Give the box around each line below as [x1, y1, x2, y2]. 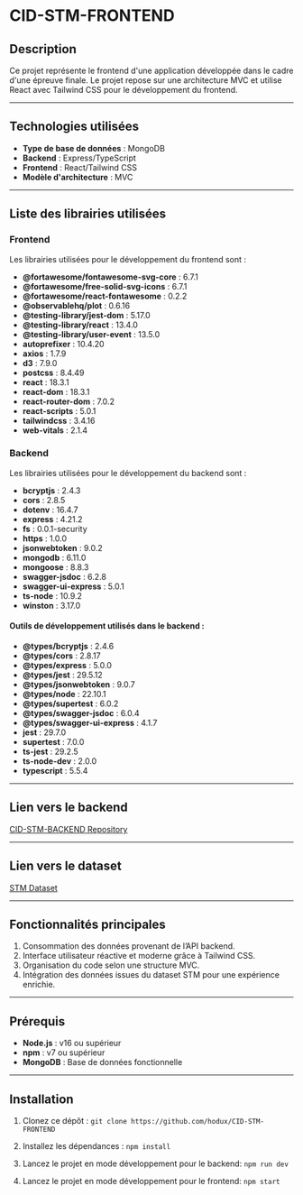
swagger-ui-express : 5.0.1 [22, 581, 124, 592]
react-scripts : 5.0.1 [22, 405, 96, 416]
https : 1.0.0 [22, 533, 68, 544]
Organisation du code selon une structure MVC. [22, 960, 200, 970]
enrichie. [22, 979, 56, 990]
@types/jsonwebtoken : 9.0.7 [22, 679, 135, 690]
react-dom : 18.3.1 [22, 386, 90, 397]
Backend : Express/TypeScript [22, 152, 137, 163]
